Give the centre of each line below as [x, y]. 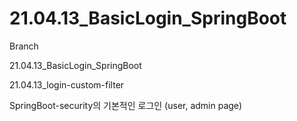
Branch [24, 46]
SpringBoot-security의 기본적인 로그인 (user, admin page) [126, 105]
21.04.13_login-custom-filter [67, 84]
